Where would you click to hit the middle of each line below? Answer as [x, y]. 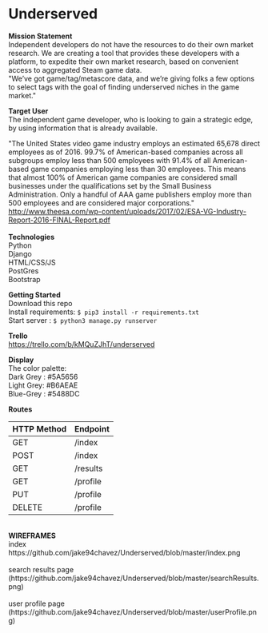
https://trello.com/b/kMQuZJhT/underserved [82, 344]
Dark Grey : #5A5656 [43, 376]
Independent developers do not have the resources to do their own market [131, 44]
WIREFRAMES [32, 535]
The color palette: [38, 368]
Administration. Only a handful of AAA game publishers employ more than [130, 194]
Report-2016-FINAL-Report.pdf [59, 220]
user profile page [37, 603]
